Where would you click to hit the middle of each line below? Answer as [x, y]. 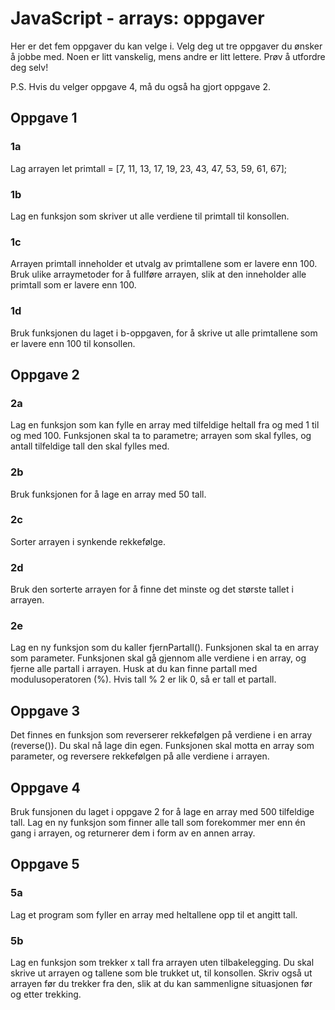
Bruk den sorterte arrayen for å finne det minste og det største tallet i [152, 589]
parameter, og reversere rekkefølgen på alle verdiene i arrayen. [140, 756]
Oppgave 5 [45, 864]
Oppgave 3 [45, 710]
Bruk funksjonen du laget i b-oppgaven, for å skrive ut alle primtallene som [164, 333]
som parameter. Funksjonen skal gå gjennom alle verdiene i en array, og [158, 658]
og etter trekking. [46, 994]
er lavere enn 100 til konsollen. [73, 343]
